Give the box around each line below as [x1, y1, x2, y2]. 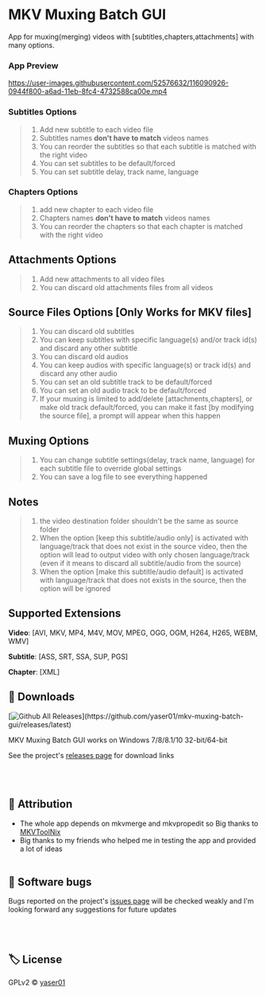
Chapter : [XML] [8, 667, 60, 676]
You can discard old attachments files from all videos [39, 282, 214, 292]
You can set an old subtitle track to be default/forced [39, 377, 213, 387]
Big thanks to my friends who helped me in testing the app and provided [19, 835, 256, 845]
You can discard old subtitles [39, 327, 135, 336]
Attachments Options [8, 253, 117, 267]
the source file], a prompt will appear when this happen [39, 411, 221, 420]
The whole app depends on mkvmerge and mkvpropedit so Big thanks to [19, 819, 259, 828]
